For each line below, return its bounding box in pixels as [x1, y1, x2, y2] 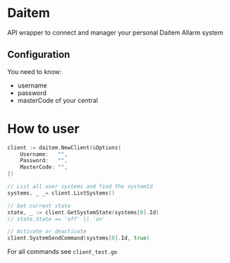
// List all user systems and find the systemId [7, 183, 153, 190]
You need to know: [7, 67, 62, 75]
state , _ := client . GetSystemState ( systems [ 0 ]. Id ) [7, 209, 159, 216]
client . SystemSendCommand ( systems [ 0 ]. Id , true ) [7, 235, 150, 242]
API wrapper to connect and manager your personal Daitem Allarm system [7, 28, 224, 37]
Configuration [7, 49, 71, 61]
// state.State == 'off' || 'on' [7, 215, 106, 223]
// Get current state [7, 202, 71, 209]
